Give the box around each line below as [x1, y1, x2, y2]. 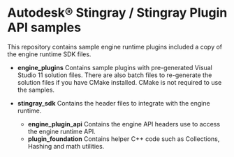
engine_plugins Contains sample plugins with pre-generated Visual [17, 63, 213, 72]
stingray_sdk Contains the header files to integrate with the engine [17, 99, 211, 107]
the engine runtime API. [27, 127, 96, 135]
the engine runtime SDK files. [7, 50, 92, 58]
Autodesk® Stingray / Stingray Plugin [7, 5, 228, 21]
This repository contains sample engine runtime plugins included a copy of [7, 42, 223, 51]
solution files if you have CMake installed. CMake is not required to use [17, 78, 222, 86]
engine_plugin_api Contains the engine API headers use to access [27, 119, 221, 128]
